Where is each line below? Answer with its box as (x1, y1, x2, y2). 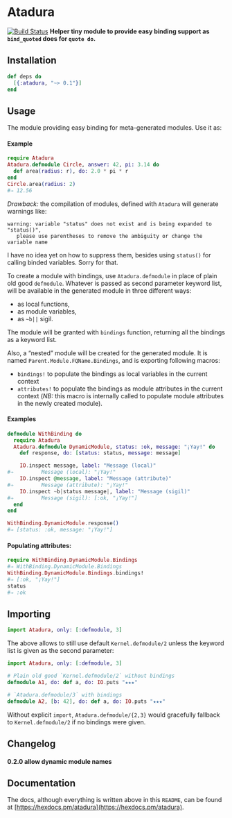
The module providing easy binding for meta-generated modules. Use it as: (7, 123, 222, 132)
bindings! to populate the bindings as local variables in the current (17, 369, 208, 378)
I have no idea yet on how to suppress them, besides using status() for (7, 250, 211, 259)
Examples (7, 415, 37, 423)
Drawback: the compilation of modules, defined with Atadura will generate (7, 199, 219, 208)
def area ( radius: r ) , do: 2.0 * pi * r (13, 168, 129, 175)
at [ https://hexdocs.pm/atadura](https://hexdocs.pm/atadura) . (7, 803, 185, 812)
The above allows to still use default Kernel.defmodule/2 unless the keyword (7, 639, 224, 647)
